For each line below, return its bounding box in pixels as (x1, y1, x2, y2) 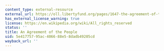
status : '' (5, 25, 27, 30)
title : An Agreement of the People (5, 30, 78, 34)
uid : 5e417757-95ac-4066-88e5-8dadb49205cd (5, 34, 95, 39)
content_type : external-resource (5, 7, 73, 12)
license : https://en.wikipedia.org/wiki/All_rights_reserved (5, 20, 132, 26)
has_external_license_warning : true (5, 16, 80, 21)
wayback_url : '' (5, 39, 38, 44)
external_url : (5, 12, 34, 17)
